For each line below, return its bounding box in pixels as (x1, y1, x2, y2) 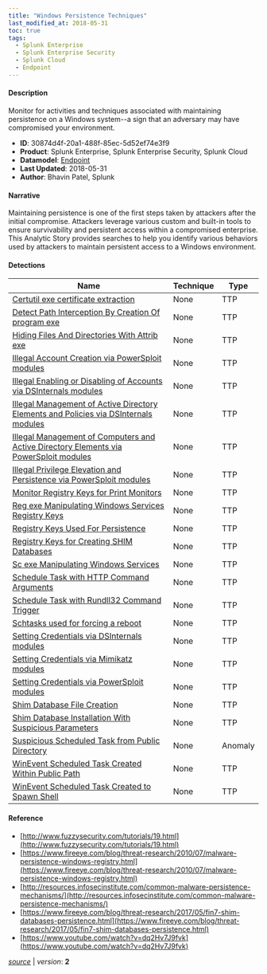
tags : (8, 33, 26, 42)
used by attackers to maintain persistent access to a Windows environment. (8, 242, 257, 252)
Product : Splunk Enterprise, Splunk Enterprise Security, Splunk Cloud (19, 147, 248, 156)
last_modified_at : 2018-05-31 (8, 19, 109, 27)
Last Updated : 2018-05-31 (19, 163, 107, 173)
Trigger (12, 605, 40, 616)
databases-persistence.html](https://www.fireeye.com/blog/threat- (19, 916, 240, 925)
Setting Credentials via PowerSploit (12, 677, 144, 688)
